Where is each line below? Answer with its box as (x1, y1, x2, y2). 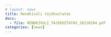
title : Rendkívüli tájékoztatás (5, 12, 71, 16)
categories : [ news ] (5, 25, 45, 30)
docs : (5, 16, 16, 21)
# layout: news (5, 7, 36, 12)
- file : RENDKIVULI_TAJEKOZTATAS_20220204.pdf (9, 20, 106, 25)
